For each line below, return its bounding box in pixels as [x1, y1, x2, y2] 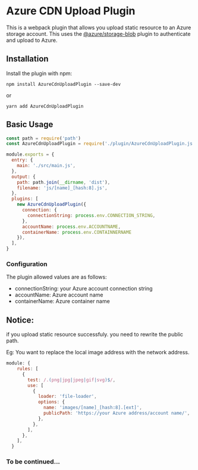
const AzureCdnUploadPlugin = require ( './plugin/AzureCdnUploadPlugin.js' [6, 141, 196, 147]
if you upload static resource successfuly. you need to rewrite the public [6, 331, 183, 338]
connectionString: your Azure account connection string [14, 285, 153, 292]
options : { [37, 399, 65, 405]
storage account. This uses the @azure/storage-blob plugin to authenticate [6, 30, 191, 37]
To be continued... [6, 457, 61, 466]
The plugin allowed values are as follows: [6, 273, 107, 281]
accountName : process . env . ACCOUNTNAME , [21, 224, 121, 230]
